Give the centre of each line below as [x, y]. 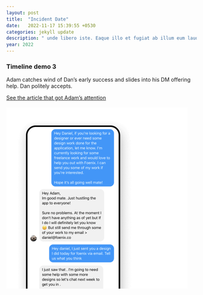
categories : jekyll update [40, 32]
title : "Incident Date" [37, 19]
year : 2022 [20, 45]
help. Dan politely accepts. [39, 86]
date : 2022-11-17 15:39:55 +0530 [51, 25]
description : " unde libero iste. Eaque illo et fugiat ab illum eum [96, 38]
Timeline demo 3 [31, 66]
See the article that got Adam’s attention [56, 98]
